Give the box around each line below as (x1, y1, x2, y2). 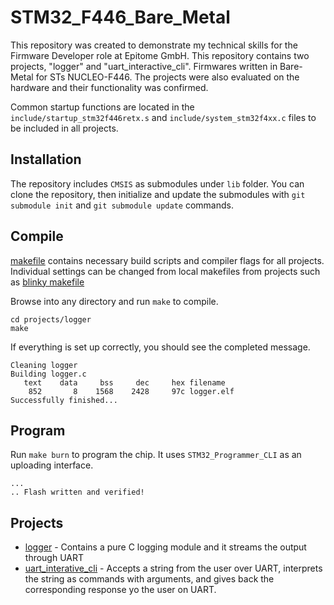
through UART (24, 552, 85, 564)
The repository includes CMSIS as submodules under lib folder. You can (10, 177, 305, 190)
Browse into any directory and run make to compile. (10, 295, 219, 307)
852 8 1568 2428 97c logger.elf (28, 386, 235, 396)
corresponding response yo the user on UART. (24, 584, 217, 596)
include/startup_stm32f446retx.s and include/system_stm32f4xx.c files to (10, 111, 317, 123)
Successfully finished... (10, 395, 118, 405)
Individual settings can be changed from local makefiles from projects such (10, 265, 321, 277)
